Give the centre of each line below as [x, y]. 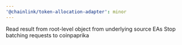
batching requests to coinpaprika [47, 35]
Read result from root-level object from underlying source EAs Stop [91, 29]
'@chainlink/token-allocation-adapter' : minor [66, 12]
